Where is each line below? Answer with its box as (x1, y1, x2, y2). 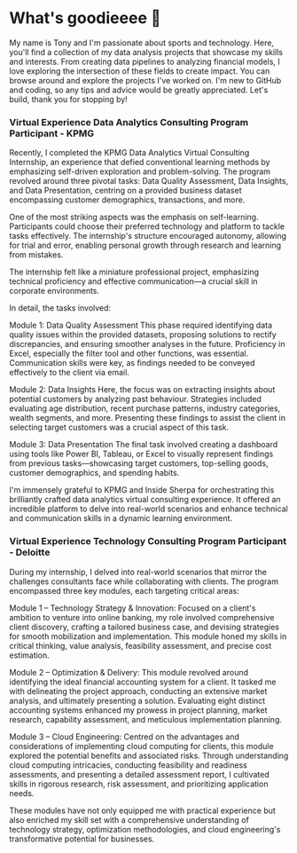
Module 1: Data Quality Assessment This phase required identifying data (9, 320, 273, 331)
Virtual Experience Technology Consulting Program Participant (9, 535, 287, 548)
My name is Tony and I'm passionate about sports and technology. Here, (9, 37, 275, 48)
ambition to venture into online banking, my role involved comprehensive (9, 612, 275, 622)
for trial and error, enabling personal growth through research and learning (9, 240, 282, 251)
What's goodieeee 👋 (9, 8, 161, 28)
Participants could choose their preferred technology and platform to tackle (9, 221, 285, 232)
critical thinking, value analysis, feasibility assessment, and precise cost (9, 640, 272, 651)
